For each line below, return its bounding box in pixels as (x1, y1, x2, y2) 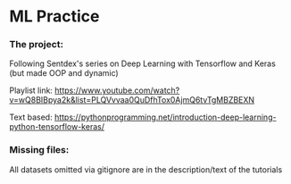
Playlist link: (9, 85, 54, 96)
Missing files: (9, 144, 70, 156)
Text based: (9, 112, 53, 122)
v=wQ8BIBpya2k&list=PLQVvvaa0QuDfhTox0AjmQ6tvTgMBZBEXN (9, 95, 255, 105)
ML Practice (9, 6, 100, 27)
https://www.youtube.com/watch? (54, 85, 180, 96)
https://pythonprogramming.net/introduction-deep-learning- (54, 112, 277, 122)
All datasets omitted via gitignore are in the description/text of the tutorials (9, 163, 283, 175)
